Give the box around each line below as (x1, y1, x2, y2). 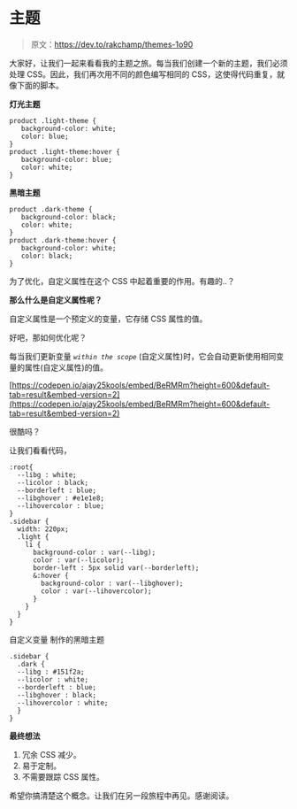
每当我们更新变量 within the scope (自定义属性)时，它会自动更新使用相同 (9, 351, 277, 361)
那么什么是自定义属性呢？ (9, 294, 103, 305)
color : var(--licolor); (32, 555, 125, 565)
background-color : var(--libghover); (41, 579, 184, 588)
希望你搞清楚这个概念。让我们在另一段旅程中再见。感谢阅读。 (9, 790, 234, 801)
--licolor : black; (17, 478, 89, 487)
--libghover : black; (17, 690, 97, 699)
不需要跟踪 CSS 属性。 (21, 771, 104, 782)
